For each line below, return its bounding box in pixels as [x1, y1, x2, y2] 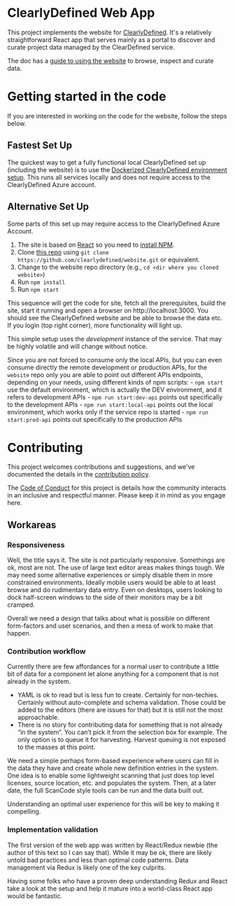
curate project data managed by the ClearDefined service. [7, 43, 176, 51]
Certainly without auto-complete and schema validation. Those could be [17, 699, 226, 707]
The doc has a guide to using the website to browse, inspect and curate [7, 56, 214, 64]
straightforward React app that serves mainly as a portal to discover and [7, 35, 215, 43]
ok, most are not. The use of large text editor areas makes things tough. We [7, 563, 225, 572]
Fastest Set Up [7, 139, 72, 151]
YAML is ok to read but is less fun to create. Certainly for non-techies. [17, 691, 219, 699]
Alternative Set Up [7, 201, 90, 213]
